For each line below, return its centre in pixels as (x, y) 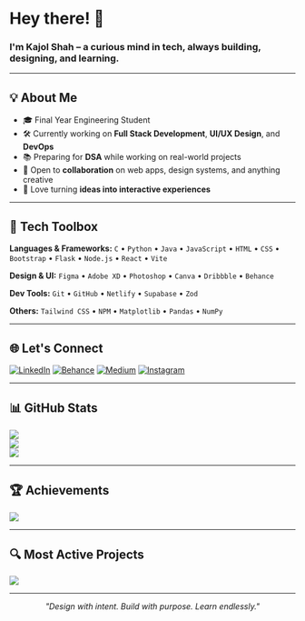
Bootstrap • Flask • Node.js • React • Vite (89, 258)
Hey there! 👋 (57, 19)
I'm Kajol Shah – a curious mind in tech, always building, (135, 47)
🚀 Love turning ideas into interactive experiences (117, 189)
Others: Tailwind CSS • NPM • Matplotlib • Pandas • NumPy (116, 311)
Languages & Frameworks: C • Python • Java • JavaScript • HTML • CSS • (144, 248)
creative (38, 180)
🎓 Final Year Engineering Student (86, 120)
